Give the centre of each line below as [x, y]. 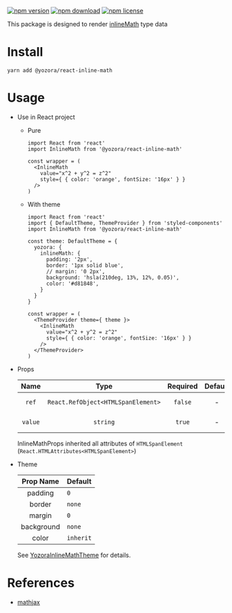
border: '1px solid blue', [85, 265]
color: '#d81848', [72, 284]
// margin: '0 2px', [76, 271]
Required [183, 386]
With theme [44, 204]
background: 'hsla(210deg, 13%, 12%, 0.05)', [113, 277]
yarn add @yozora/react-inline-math [60, 70]
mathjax [28, 602]
